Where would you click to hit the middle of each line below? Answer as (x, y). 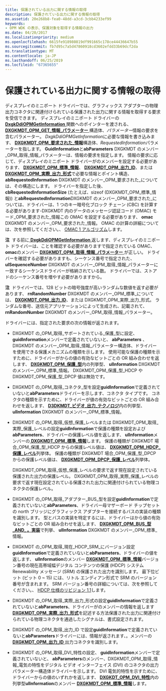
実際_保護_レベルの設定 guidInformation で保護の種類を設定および (79, 429)
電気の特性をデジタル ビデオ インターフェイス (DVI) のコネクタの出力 (89, 665)
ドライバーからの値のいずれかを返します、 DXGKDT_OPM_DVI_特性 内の (85, 677)
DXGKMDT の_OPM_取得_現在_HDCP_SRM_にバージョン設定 (74, 547)
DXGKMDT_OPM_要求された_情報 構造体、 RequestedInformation (80, 143)
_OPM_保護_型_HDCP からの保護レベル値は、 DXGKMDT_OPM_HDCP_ (89, 447)
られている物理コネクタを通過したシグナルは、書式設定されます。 (79, 619)
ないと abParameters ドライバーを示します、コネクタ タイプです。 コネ (88, 394)
